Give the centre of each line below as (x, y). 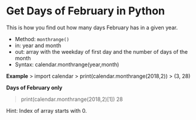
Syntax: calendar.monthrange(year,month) (67, 64)
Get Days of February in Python (86, 11)
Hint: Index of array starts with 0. (47, 110)
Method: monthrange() (42, 39)
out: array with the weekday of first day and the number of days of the (101, 51)
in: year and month (38, 45)
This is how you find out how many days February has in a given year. (92, 27)
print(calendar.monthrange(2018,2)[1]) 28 (72, 99)
